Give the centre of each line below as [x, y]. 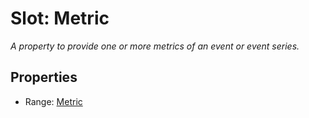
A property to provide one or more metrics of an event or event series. [155, 46]
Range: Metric [53, 101]
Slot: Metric [60, 18]
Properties [44, 77]
